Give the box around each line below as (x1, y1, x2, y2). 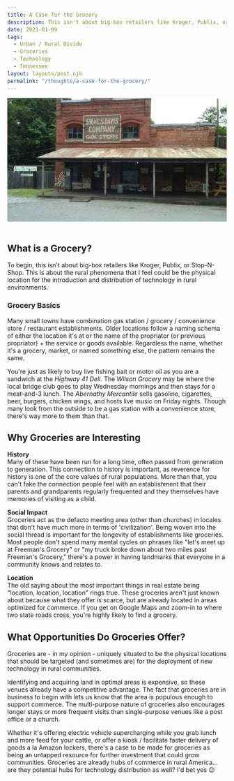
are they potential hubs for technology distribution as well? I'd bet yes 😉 (7, 766, 215, 774)
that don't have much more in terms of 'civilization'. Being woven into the (7, 523, 217, 532)
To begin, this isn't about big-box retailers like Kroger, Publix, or (7, 261, 190, 269)
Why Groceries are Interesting (7, 432, 141, 443)
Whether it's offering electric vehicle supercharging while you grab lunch (7, 729, 217, 737)
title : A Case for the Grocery (7, 11, 98, 18)
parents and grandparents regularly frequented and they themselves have (7, 487, 219, 496)
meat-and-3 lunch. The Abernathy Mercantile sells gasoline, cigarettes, (7, 389, 212, 398)
